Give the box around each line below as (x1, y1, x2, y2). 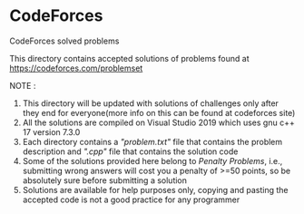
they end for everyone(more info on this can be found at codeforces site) (22, 107, 296, 118)
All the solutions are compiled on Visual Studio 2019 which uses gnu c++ (22, 117, 295, 128)
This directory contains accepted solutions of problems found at (9, 53, 250, 63)
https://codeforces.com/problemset (9, 63, 143, 73)
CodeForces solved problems (9, 35, 120, 46)
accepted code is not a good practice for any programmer (22, 194, 240, 205)
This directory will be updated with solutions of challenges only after (22, 97, 279, 109)
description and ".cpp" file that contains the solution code (22, 146, 239, 157)
